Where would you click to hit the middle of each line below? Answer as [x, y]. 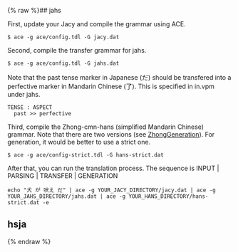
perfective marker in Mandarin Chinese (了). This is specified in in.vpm [111, 86]
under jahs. [24, 94]
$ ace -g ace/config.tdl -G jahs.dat [63, 63]
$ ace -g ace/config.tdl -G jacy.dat [63, 37]
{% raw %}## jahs [35, 10]
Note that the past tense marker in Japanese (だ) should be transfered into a [119, 77]
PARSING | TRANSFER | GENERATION [63, 176]
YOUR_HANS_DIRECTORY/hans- [169, 196]
